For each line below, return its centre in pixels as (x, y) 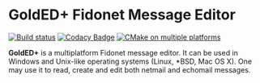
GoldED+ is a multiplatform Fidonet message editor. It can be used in (124, 52)
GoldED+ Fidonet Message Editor (122, 15)
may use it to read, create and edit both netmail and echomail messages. (130, 69)
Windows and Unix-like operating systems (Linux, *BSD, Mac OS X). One (130, 61)
